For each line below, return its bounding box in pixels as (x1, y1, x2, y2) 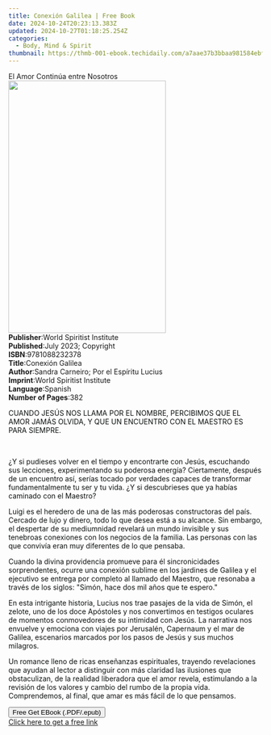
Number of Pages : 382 (8, 393, 83, 402)
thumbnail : (8, 49, 45, 57)
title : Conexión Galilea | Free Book (8, 11, 135, 20)
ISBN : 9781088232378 (8, 350, 82, 359)
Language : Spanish (8, 384, 72, 393)
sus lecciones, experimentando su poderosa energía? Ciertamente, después (8, 465, 262, 475)
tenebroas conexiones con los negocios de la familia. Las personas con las (8, 532, 257, 542)
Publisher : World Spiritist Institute (8, 333, 119, 342)
